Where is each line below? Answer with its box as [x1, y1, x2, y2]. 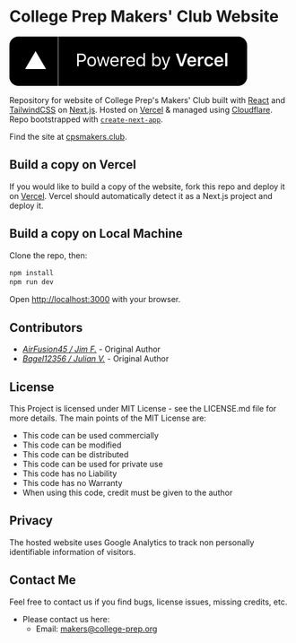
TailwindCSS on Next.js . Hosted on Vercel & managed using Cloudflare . [9, 104, 274, 115]
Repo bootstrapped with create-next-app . [9, 114, 163, 125]
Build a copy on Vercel [9, 157, 136, 172]
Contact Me [9, 572, 76, 588]
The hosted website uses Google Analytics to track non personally [9, 536, 255, 548]
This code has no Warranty [22, 477, 123, 488]
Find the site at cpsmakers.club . [9, 131, 127, 142]
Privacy [9, 513, 54, 528]
